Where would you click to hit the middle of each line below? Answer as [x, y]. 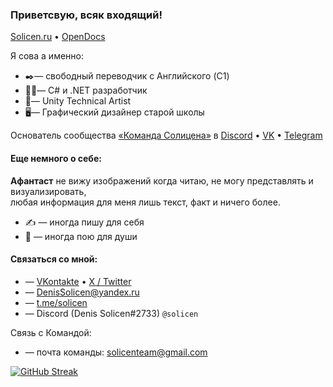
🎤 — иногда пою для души [81, 236]
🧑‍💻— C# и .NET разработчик [86, 90]
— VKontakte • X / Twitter [78, 281]
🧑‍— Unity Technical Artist [78, 101]
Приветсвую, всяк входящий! [86, 15]
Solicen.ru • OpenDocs [58, 37]
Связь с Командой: [51, 332]
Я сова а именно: [47, 56]
